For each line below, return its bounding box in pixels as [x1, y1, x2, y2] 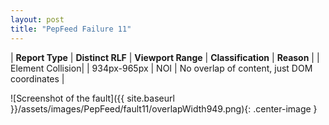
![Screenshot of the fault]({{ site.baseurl [10, 92, 175, 104]
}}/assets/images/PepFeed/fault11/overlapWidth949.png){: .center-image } [10, 102, 318, 115]
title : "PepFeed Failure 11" [10, 24, 132, 34]
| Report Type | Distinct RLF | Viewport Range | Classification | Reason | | [10, 51, 320, 63]
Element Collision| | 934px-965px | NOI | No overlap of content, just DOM [10, 62, 313, 74]
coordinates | [10, 72, 65, 85]
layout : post [10, 14, 65, 25]
